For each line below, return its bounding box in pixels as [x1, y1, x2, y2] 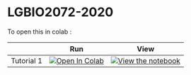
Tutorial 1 [11, 55, 42, 65]
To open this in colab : [7, 27, 72, 36]
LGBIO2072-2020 [7, 4, 114, 20]
